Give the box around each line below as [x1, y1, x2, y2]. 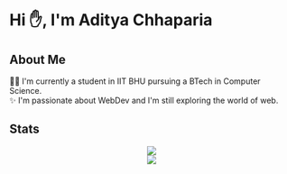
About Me [9, 51, 66, 67]
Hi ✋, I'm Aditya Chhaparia [9, 10, 213, 31]
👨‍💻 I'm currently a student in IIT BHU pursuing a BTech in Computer [9, 76, 261, 87]
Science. [9, 86, 42, 96]
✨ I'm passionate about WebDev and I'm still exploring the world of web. [9, 95, 279, 105]
